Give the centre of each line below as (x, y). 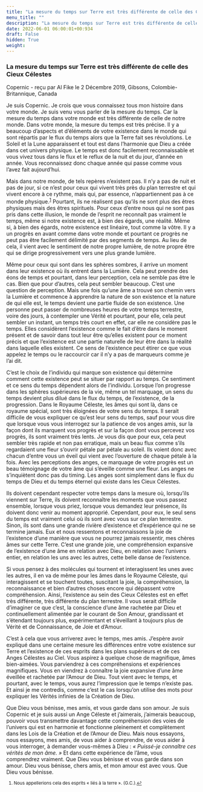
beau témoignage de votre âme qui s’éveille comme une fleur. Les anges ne (100, 468)
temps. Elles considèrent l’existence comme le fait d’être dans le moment (97, 328)
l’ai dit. (14, 360)
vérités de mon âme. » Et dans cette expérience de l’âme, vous (85, 753)
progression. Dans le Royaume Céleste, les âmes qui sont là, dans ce (92, 404)
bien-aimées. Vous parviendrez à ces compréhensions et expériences (93, 664)
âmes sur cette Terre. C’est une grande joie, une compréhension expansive (100, 544)
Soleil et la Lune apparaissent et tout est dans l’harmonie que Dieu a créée (99, 144)
